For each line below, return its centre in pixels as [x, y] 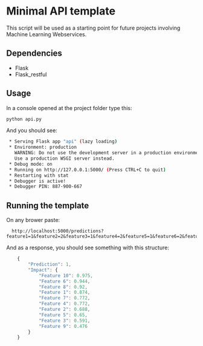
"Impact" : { [43, 270]
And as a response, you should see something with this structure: [88, 248]
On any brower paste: [33, 220]
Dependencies [34, 54]
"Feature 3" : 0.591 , [64, 321]
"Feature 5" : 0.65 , [63, 315]
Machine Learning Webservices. [47, 34]
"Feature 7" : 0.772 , [64, 298]
